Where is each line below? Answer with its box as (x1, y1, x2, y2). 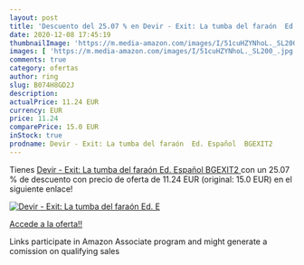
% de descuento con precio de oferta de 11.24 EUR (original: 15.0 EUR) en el (9, 174, 292, 185)
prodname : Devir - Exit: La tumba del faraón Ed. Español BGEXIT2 (9, 139, 273, 148)
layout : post (9, 13, 59, 23)
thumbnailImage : (9, 38, 71, 48)
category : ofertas (9, 64, 79, 73)
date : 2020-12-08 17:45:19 (9, 30, 111, 39)
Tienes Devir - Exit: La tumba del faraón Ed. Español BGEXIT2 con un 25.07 (9, 164, 290, 175)
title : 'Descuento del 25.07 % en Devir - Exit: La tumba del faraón (9, 22, 278, 31)
